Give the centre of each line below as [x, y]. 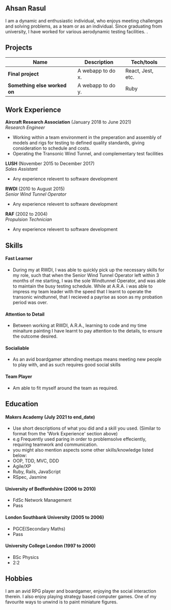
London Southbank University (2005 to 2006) [55, 518]
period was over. [30, 302]
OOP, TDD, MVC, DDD [36, 461]
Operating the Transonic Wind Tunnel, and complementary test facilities [88, 154]
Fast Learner [19, 259]
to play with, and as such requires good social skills [67, 365]
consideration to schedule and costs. [51, 148]
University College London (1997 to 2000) [50, 546]
